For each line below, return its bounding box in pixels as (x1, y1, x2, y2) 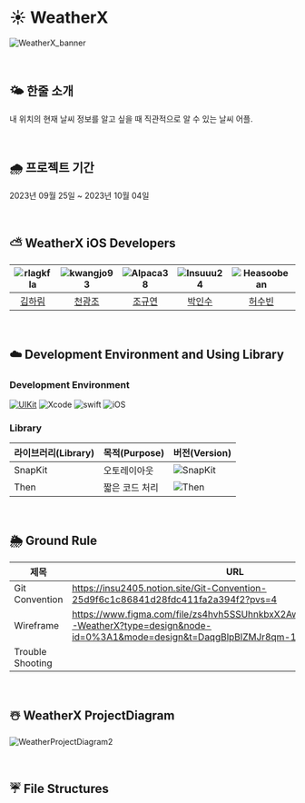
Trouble (14, 646, 47, 659)
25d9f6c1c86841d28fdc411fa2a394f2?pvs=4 (72, 593, 278, 606)
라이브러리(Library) (14, 447, 95, 460)
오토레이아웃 (103, 464, 154, 477)
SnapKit (14, 464, 48, 477)
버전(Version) (172, 447, 231, 460)
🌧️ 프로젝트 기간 (9, 160, 95, 175)
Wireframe (14, 620, 59, 632)
